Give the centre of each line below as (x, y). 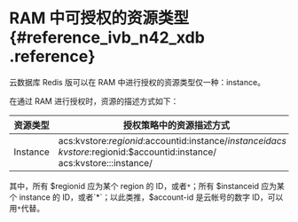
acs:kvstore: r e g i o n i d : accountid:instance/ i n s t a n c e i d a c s (172, 140)
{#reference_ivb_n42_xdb (107, 38)
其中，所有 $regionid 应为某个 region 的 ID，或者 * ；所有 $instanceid (134, 186)
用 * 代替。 (27, 208)
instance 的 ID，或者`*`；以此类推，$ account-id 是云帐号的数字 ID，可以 (151, 197)
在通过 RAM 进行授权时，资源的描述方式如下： (94, 101)
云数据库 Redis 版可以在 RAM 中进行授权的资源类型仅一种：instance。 (137, 82)
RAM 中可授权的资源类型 (99, 18)
